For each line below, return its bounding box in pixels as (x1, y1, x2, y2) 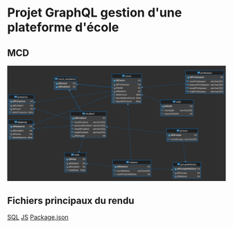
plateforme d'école (7, 19, 119, 35)
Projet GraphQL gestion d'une (7, 5, 182, 21)
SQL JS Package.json (7, 213, 69, 222)
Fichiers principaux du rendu (7, 195, 135, 207)
